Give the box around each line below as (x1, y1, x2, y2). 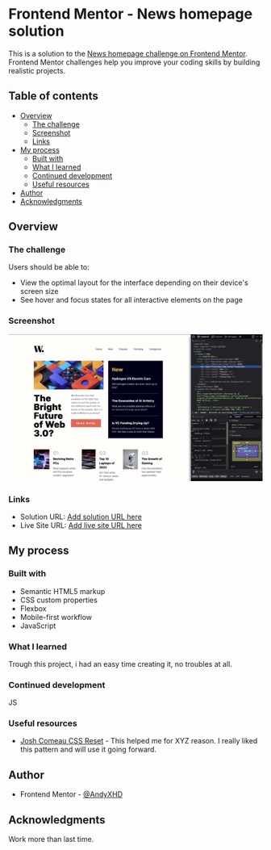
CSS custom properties (19, 595, 98, 605)
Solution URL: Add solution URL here (19, 512, 143, 521)
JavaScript (19, 621, 56, 630)
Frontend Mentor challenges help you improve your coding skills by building (8, 57, 261, 67)
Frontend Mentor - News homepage (8, 5, 252, 23)
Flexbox (19, 603, 47, 613)
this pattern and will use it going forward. (19, 744, 157, 755)
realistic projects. (8, 65, 66, 75)
